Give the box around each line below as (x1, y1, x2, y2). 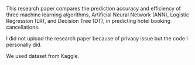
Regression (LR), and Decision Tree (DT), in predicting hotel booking (6, 18, 171, 24)
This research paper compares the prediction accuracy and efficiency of (6, 5, 182, 12)
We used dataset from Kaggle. (6, 53, 80, 59)
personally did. (6, 41, 42, 48)
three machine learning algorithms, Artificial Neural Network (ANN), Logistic (6, 11, 189, 18)
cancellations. (6, 23, 40, 30)
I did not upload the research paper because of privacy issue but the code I (6, 35, 189, 42)
